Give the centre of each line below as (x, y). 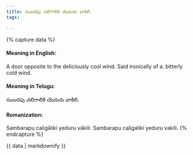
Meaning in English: (31, 53)
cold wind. (19, 73)
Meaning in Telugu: (31, 86)
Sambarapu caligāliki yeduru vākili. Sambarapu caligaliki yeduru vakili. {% (97, 128)
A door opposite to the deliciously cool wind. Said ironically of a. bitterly (95, 66)
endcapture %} (25, 134)
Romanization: (25, 114)
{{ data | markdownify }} (36, 146)
